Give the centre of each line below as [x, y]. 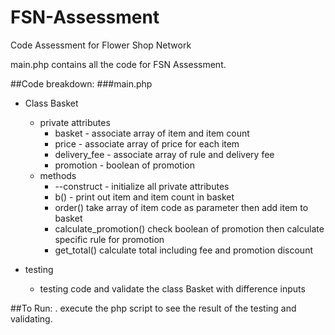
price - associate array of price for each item [147, 143]
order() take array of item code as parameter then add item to [181, 207]
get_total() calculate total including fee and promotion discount [184, 250]
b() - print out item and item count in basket [144, 197]
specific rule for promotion [109, 239]
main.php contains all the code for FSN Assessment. [118, 64]
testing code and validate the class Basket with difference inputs [172, 288]
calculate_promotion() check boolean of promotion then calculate [189, 228]
